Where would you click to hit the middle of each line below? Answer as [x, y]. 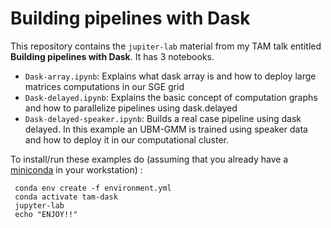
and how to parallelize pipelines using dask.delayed [131, 108]
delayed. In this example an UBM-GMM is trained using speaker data [166, 129]
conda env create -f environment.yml [93, 188]
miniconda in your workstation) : [76, 169]
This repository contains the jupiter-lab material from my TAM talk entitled [166, 46]
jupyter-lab [39, 205]
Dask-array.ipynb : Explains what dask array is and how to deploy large [170, 76]
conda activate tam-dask [66, 197]
